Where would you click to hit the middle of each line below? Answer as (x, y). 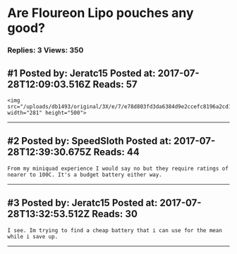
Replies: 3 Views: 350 (45, 50)
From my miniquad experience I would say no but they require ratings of (118, 168)
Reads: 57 (115, 84)
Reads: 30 (114, 214)
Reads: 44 (116, 152)
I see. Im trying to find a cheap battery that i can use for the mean (115, 230)
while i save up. (33, 236)
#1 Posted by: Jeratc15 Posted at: (82, 73)
